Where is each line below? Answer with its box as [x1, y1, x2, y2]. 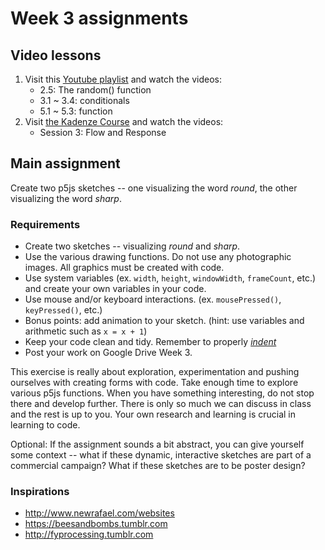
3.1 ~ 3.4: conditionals [39, 95, 130, 106]
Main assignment [10, 155, 121, 172]
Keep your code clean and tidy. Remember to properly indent [24, 336, 277, 348]
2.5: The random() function [39, 84, 152, 96]
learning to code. [10, 419, 81, 431]
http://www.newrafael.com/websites [24, 507, 175, 519]
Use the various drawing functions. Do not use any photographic [24, 251, 292, 263]
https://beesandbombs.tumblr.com [24, 518, 168, 530]
